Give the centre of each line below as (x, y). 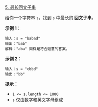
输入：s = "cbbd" (22, 69)
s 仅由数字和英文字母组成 (37, 100)
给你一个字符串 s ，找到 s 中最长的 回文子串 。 (51, 18)
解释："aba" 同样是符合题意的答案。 (37, 49)
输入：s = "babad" (23, 38)
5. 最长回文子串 (20, 7)
